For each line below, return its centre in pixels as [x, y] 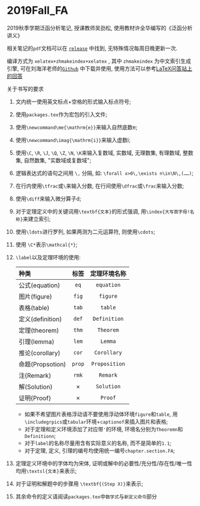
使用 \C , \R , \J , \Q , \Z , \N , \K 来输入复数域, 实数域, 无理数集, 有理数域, [98, 153]
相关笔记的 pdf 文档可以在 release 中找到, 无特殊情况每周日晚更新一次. [92, 48]
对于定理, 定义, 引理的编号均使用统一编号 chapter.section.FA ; [100, 450]
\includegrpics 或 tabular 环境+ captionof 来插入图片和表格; [96, 421]
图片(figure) [35, 297]
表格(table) [34, 307]
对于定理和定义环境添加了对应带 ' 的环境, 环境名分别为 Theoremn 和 [104, 429]
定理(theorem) [39, 330]
